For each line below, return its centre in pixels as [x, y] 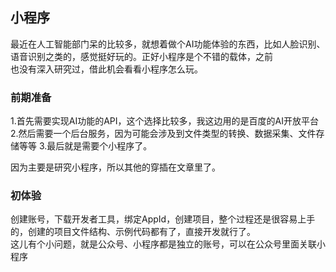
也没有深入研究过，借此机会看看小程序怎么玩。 [106, 69]
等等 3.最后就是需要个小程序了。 [85, 146]
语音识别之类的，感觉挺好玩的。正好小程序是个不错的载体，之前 [141, 56]
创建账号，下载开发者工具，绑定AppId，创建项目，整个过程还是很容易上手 [163, 219]
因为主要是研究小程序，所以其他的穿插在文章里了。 [115, 167]
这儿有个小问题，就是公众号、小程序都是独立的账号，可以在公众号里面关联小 [168, 244]
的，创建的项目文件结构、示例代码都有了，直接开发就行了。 [133, 232]
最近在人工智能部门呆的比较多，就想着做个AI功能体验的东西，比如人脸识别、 [168, 44]
